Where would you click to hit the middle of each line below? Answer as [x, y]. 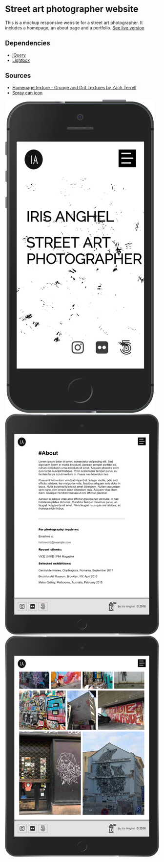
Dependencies [28, 43]
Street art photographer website [72, 9]
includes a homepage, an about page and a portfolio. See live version [75, 27]
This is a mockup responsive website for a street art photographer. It [74, 23]
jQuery [19, 55]
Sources [18, 76]
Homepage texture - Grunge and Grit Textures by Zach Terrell [74, 87]
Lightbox [21, 60]
